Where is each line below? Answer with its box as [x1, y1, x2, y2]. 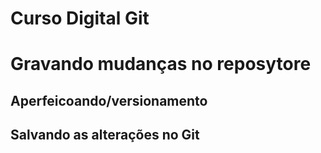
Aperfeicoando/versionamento [10, 92, 208, 109]
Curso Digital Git [10, 7, 150, 30]
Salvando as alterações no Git [10, 127, 200, 144]
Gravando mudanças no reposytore [10, 53, 312, 76]
